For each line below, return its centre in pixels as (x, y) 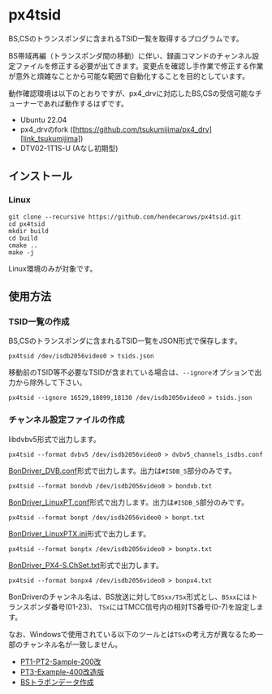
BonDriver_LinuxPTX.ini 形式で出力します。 (80, 533)
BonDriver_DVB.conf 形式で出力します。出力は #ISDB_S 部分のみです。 (123, 471)
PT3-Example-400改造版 (62, 671)
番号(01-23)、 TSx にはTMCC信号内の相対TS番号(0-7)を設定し (154, 606)
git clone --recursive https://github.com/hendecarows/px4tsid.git (125, 217)
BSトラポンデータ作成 (57, 682)
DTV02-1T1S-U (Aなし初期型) (69, 148)
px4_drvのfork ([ (47, 129)
